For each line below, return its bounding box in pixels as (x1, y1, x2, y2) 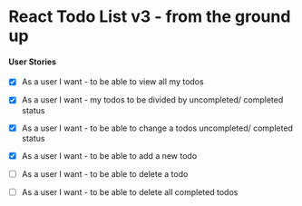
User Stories (8, 56, 56, 67)
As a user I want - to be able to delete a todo (21, 168, 189, 179)
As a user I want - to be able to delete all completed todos (21, 186, 239, 197)
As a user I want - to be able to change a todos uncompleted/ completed (21, 123, 294, 133)
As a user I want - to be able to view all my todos (21, 76, 205, 87)
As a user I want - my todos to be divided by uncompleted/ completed (21, 94, 284, 105)
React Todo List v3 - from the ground (8, 6, 291, 27)
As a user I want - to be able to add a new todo (21, 150, 198, 161)
